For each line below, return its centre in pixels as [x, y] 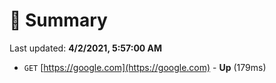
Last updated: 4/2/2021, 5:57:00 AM [86, 48]
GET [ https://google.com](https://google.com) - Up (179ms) [145, 67]
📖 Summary [58, 20]
